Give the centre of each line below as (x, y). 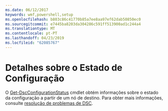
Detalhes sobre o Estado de (64, 67)
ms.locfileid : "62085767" (32, 43)
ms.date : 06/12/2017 (27, 10)
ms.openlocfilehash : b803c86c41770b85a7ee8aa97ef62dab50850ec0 (73, 19)
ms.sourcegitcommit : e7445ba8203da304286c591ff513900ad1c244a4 (73, 24)
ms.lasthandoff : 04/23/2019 (35, 38)
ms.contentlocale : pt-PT (31, 33)
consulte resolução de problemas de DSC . (49, 103)
